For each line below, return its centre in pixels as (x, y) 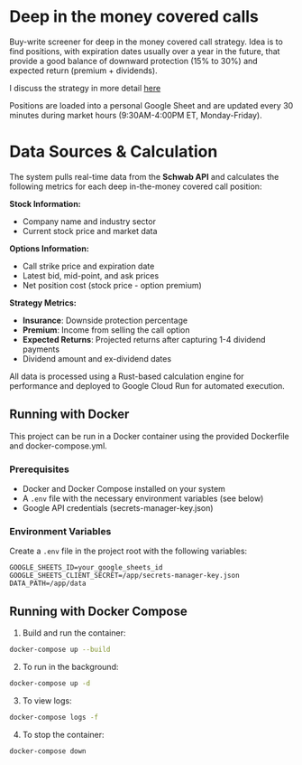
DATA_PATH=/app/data (48, 584)
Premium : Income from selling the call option (106, 330)
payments (41, 349)
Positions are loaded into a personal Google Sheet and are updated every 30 (151, 105)
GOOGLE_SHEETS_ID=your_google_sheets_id (87, 568)
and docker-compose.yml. (59, 446)
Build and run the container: (74, 633)
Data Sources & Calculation (114, 152)
